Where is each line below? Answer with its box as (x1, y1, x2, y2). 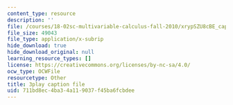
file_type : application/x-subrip (7, 36, 104, 43)
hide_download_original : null (7, 49, 95, 56)
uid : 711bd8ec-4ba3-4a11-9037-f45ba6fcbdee (7, 87, 135, 94)
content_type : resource (7, 10, 76, 17)
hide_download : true (7, 42, 67, 49)
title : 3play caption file (7, 81, 85, 88)
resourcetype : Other (7, 74, 67, 82)
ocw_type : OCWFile (7, 68, 60, 75)
